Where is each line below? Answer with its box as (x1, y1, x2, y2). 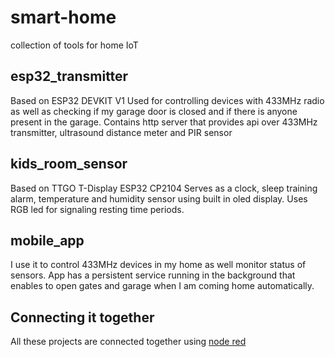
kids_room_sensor (10, 156, 128, 173)
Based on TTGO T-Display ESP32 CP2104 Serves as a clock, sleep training (10, 182, 318, 194)
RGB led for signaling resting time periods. (10, 203, 185, 215)
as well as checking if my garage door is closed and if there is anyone (10, 105, 298, 117)
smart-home (10, 6, 117, 29)
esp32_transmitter (10, 68, 129, 85)
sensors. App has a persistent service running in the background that (10, 269, 296, 281)
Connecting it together (10, 309, 155, 326)
